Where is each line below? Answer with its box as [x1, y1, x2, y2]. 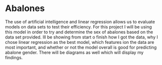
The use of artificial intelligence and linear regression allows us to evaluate [5, 19, 155, 25]
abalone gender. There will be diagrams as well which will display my [5, 49, 144, 55]
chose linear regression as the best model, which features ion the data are [5, 39, 155, 45]
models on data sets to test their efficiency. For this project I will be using [5, 24, 152, 29]
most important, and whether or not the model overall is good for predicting [5, 44, 157, 50]
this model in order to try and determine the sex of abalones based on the [5, 29, 153, 35]
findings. [5, 54, 23, 60]
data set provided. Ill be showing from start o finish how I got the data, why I [5, 34, 158, 40]
